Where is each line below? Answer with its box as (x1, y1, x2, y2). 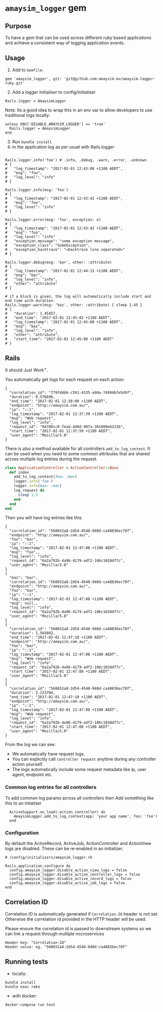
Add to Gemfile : (12, 67, 44, 73)
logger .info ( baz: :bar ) (14, 484, 62, 488)
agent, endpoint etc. (12, 772, 53, 778)
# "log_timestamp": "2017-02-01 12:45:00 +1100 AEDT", (5, 319, 123, 324)
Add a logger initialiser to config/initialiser (12, 89, 96, 95)
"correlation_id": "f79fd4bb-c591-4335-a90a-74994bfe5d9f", (9, 390, 134, 395)
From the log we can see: (5, 742, 56, 748)
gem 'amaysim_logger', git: (5, 76, 62, 81)
